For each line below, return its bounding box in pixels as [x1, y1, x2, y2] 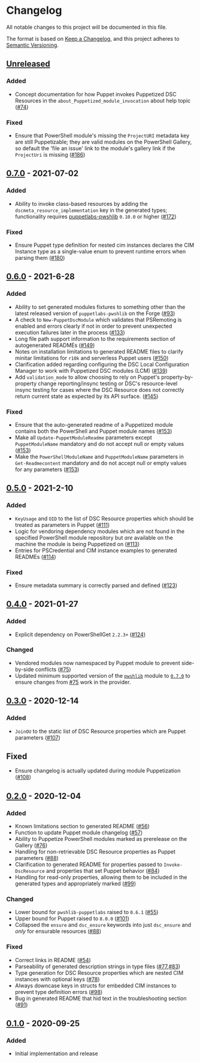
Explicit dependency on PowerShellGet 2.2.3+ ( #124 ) [14, 631, 146, 638]
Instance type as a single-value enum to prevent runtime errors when [14, 247, 186, 255]
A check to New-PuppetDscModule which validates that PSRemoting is [14, 316, 182, 323]
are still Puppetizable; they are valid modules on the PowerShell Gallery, [14, 138, 192, 145]
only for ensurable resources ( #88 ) [14, 928, 102, 935]
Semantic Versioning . [6, 41, 59, 49]
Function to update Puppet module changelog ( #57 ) [14, 829, 143, 836]
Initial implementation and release [14, 1050, 98, 1057]
